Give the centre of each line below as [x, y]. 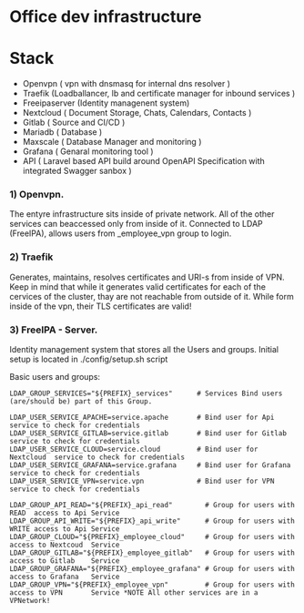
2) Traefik [31, 257]
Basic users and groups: [55, 377]
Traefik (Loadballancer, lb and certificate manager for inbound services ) [159, 94]
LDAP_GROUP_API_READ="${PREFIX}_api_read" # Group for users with [152, 506]
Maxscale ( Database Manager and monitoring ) [112, 142]
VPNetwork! [30, 601]
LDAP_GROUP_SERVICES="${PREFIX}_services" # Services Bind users [146, 393]
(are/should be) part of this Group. [81, 402]
